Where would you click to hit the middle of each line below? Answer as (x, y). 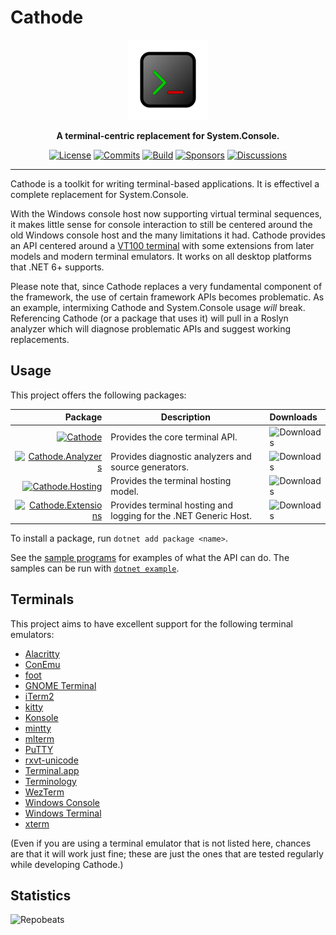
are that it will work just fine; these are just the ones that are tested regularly (167, 853)
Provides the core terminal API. (174, 437)
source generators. (149, 467)
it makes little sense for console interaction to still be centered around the (161, 224)
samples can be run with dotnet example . (95, 568)
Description (185, 417)
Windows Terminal (63, 813)
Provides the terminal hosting (171, 480)
